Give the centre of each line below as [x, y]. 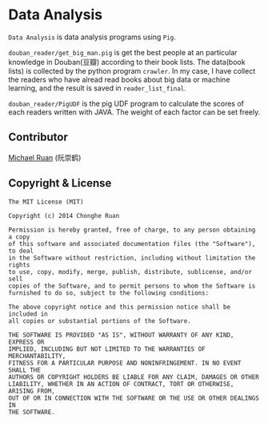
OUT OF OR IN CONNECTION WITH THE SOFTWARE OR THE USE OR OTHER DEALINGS [134, 398]
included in [28, 314]
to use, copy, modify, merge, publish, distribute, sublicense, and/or [130, 272]
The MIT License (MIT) [46, 202]
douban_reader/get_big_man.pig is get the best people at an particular [123, 52]
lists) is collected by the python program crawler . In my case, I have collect [132, 70]
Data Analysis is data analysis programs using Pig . [92, 37]
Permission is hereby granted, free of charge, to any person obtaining [132, 230]
